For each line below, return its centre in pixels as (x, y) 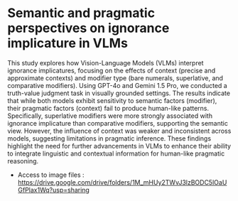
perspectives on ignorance (88, 28)
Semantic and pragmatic (81, 13)
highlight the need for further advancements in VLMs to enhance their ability (119, 146)
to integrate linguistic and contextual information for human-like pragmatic (116, 153)
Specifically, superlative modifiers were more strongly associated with (110, 116)
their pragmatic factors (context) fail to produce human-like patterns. (108, 108)
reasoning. (23, 161)
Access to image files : (51, 175)
